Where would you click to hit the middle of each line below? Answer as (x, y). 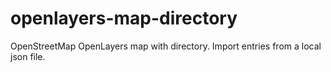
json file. (28, 56)
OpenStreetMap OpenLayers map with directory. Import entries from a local (166, 46)
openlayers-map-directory (124, 18)
